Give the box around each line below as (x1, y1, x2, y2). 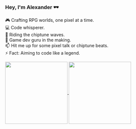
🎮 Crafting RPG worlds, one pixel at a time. (5, 17, 94, 23)
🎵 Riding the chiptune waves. (5, 32, 65, 38)
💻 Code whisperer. (5, 25, 45, 31)
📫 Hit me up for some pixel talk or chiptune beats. (5, 43, 109, 49)
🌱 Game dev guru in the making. (5, 37, 71, 43)
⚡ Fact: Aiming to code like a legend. (5, 50, 81, 56)
